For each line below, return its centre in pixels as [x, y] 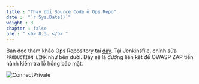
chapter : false [26, 28]
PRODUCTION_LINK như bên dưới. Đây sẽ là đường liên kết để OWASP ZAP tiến [100, 57]
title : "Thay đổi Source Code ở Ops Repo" [61, 12]
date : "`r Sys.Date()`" [38, 17]
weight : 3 [20, 23]
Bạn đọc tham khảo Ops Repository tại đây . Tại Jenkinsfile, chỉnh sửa [91, 51]
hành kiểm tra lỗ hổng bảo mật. [45, 64]
